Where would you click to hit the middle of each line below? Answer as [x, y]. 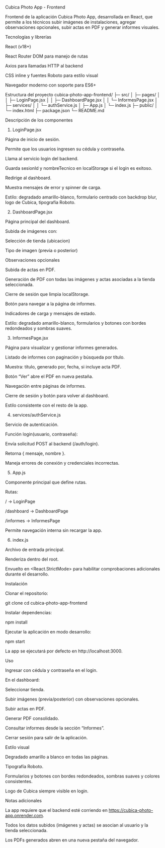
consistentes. [19, 781]
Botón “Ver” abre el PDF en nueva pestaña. [49, 376]
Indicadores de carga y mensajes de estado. [50, 313]
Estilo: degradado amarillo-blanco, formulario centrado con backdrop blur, [81, 197]
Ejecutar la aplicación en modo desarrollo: [48, 632]
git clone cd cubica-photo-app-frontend [46, 603]
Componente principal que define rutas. [46, 482]
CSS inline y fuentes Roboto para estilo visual [52, 75]
